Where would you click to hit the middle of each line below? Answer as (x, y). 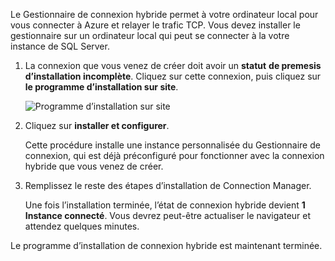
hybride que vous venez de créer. (94, 166)
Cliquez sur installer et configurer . (97, 125)
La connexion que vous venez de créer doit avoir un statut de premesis (173, 65)
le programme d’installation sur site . (101, 87)
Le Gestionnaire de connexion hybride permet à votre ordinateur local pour (164, 14)
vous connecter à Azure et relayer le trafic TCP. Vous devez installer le (155, 25)
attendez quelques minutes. (82, 226)
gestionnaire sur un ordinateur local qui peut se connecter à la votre (150, 35)
